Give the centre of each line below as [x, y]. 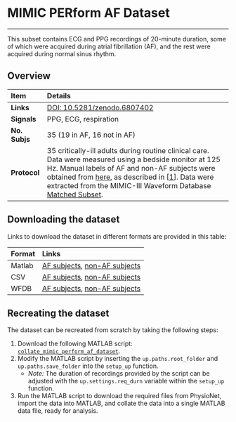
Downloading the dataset [64, 219]
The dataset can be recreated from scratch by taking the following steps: [113, 330]
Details [59, 95]
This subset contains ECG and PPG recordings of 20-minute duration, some [117, 39]
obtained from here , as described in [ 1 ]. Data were [130, 177]
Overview [29, 76]
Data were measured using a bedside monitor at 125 [134, 159]
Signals [24, 119]
